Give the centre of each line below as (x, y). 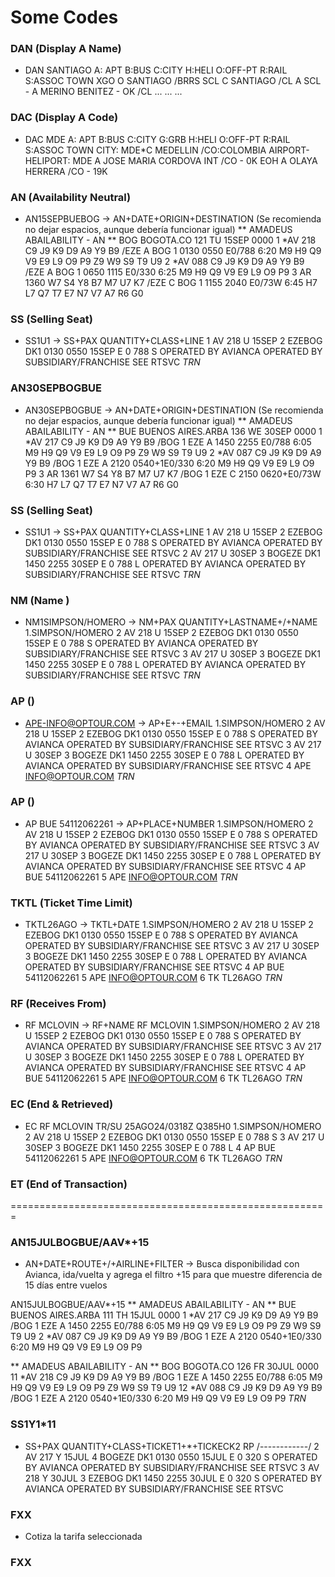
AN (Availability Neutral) (71, 197)
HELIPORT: (47, 160)
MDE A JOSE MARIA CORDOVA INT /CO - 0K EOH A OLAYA (195, 160)
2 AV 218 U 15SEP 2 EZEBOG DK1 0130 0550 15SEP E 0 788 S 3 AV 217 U (174, 1137)
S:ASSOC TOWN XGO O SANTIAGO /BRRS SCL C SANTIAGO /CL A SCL (173, 81)
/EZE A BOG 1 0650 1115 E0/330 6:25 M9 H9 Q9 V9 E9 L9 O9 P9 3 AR (168, 272)
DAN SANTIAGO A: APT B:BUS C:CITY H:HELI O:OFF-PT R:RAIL (156, 70)
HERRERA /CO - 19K (66, 171)
